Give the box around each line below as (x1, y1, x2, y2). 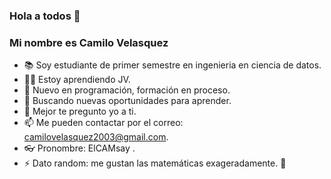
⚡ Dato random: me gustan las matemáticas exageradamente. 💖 (23, 157, 287, 169)
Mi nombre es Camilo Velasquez (9, 35, 169, 49)
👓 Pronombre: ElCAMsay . (23, 142, 136, 154)
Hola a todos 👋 (9, 9, 81, 23)
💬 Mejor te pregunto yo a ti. (23, 105, 137, 118)
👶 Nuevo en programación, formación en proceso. (23, 84, 231, 96)
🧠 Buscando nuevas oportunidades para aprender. (23, 95, 232, 107)
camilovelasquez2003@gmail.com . (23, 131, 169, 143)
